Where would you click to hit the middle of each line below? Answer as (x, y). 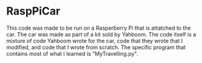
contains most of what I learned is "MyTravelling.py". (72, 53)
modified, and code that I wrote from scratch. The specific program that (96, 47)
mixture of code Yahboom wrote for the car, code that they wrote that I (95, 41)
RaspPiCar (33, 11)
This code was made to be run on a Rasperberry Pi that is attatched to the (99, 28)
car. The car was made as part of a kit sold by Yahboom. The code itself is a (101, 34)
